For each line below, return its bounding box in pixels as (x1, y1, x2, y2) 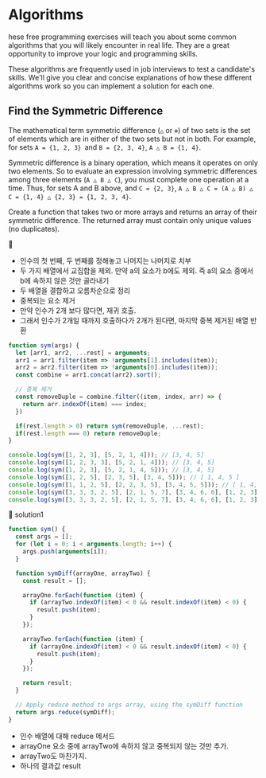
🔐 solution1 (8, 510, 44, 519)
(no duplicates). (8, 224, 60, 233)
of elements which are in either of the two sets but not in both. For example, (8, 134, 256, 143)
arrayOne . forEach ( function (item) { (22, 591, 145, 599)
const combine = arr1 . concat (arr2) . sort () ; (15, 371, 161, 379)
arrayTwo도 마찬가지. (19, 751, 87, 760)
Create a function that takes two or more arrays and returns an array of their (8, 207, 258, 217)
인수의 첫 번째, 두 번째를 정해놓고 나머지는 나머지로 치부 (19, 256, 192, 265)
